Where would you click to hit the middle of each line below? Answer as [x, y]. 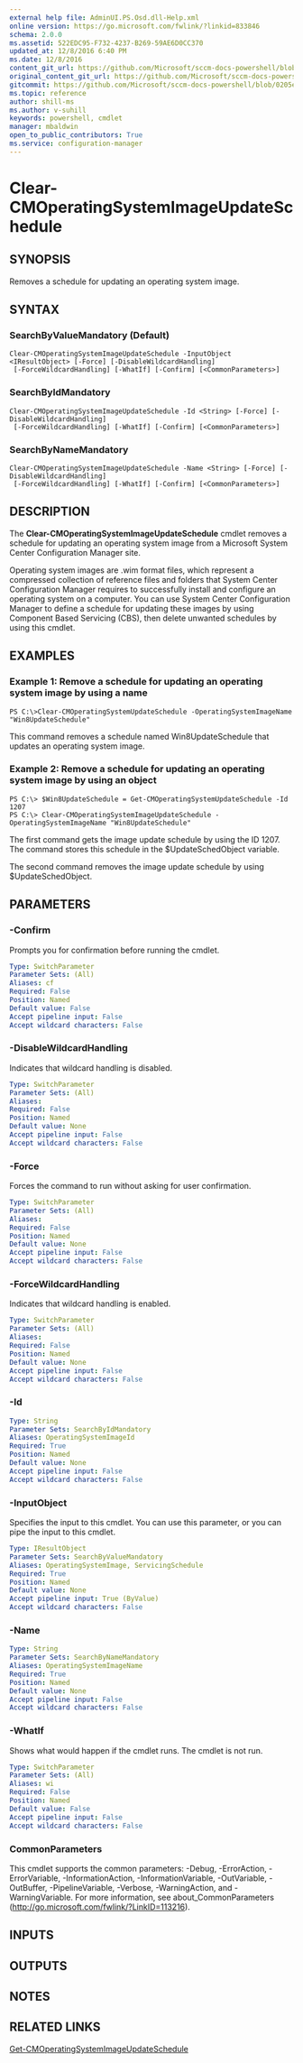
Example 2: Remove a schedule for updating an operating [137, 769]
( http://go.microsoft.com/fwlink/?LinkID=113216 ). [100, 1906]
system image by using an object [83, 780]
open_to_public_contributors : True [76, 135]
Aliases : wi [32, 1784]
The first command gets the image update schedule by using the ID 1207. [145, 839]
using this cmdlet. [42, 627]
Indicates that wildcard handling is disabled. [91, 1068]
